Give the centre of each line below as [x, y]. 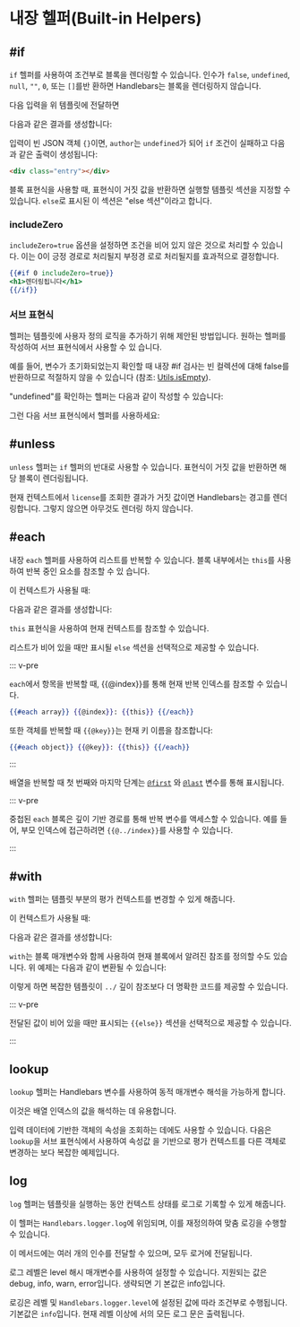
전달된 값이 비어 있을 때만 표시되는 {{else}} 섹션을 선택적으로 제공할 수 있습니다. [150, 1023]
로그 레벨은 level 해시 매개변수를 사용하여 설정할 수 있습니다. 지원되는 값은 [138, 1272]
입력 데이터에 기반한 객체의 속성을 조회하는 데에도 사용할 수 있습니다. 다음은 [141, 1130]
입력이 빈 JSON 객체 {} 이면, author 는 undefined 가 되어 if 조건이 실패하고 [139, 143]
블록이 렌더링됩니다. [53, 478]
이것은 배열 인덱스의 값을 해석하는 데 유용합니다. [93, 1111]
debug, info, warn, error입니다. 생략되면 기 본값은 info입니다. [117, 1283]
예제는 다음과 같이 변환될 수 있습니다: [102, 967]
